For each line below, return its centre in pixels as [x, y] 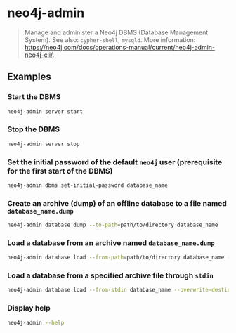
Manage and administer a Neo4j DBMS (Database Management [116, 32]
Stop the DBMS [34, 129]
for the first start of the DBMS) [60, 171]
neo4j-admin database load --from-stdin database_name [89, 290]
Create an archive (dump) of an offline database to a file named [117, 203]
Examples [29, 77]
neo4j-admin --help [36, 322]
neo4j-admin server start [45, 111]
